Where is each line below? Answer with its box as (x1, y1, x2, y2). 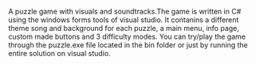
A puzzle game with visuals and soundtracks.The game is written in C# (8, 7, 242, 16)
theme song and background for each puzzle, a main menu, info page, (8, 24, 239, 32)
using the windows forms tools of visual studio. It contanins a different (8, 15, 239, 24)
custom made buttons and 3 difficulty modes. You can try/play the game (8, 32, 246, 41)
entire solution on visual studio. (8, 49, 111, 58)
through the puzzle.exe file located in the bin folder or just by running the (8, 40, 249, 50)
